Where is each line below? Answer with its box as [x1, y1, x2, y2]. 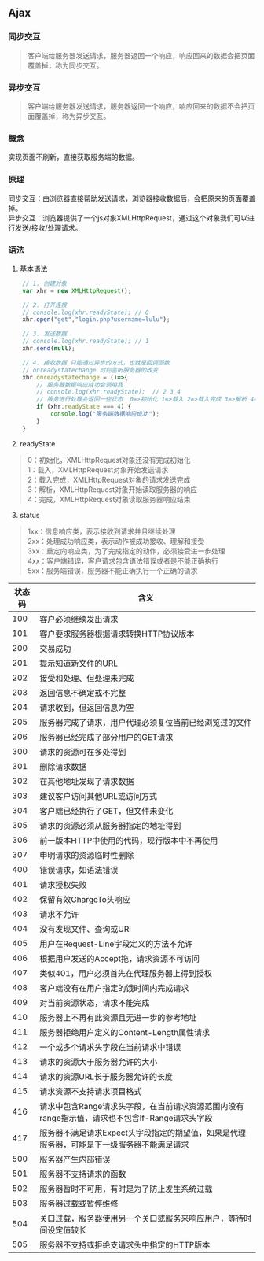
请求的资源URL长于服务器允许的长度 [38, 1071, 174, 1082]
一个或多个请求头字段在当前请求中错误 [38, 1041, 181, 1052]
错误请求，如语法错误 [38, 864, 119, 875]
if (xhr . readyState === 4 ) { [36, 403, 132, 411]
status [19, 510, 40, 520]
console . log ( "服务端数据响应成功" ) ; [49, 410, 159, 418]
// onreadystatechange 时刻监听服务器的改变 [22, 366, 159, 374]
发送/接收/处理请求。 [14, 223, 82, 232]
